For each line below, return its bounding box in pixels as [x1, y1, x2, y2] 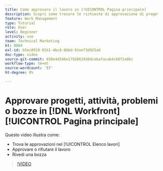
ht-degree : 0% [5, 70, 34, 75]
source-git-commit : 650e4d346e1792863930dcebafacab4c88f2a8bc [5, 57, 133, 62]
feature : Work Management [5, 16, 57, 21]
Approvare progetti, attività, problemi [5, 95, 159, 107]
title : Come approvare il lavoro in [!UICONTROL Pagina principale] [5, 7, 147, 12]
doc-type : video [5, 52, 38, 57]
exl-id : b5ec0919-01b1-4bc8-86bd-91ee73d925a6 [5, 47, 101, 52]
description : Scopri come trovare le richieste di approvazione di [5, 12, 145, 16]
